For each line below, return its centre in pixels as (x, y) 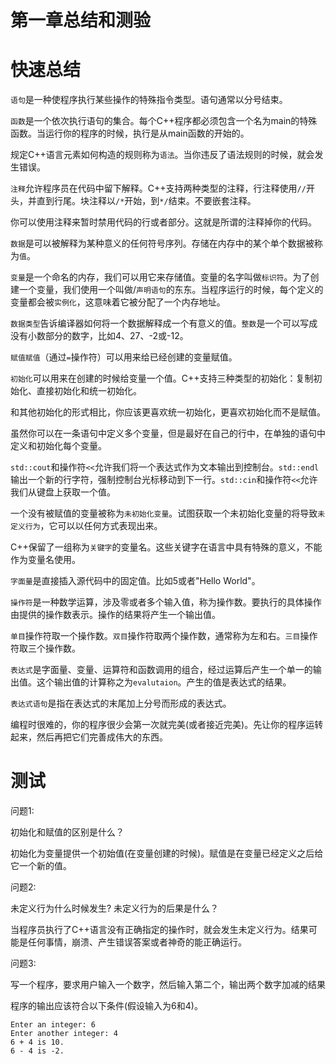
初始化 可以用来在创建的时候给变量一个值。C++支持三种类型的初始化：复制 (162, 378)
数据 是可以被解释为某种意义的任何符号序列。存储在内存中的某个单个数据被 (162, 243)
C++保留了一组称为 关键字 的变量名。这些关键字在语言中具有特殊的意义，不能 (166, 547)
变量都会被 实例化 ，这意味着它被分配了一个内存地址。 (118, 302)
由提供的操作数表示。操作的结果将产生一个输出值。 (115, 615)
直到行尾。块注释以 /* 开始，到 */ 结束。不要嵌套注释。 (146, 201)
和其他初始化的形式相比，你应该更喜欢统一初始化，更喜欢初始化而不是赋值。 (168, 412)
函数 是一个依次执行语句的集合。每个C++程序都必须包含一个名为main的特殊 (164, 121)
